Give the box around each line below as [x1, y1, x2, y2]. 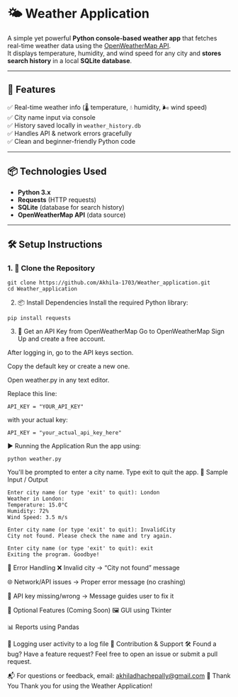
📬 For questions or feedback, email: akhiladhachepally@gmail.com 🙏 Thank [7, 671, 231, 680]
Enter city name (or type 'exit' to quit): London [7, 489, 160, 497]
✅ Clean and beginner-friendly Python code [7, 137, 136, 145]
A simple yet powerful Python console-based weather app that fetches [7, 33, 217, 42]
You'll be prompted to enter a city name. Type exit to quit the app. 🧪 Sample [7, 468, 228, 477]
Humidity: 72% [7, 508, 50, 515]
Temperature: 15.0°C [7, 501, 69, 509]
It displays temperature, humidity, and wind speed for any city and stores [7, 49, 222, 57]
